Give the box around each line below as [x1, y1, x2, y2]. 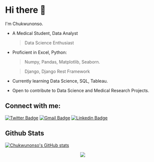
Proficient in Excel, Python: [12, 49, 67, 55]
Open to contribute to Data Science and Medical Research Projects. [12, 87, 150, 93]
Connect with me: [5, 102, 61, 110]
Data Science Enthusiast [24, 39, 74, 46]
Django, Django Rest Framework [24, 68, 90, 74]
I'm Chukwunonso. [5, 21, 43, 27]
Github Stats [5, 129, 44, 137]
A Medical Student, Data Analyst [12, 30, 78, 36]
